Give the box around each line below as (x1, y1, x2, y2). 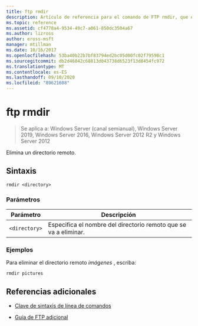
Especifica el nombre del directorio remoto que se (48, 221, 187, 229)
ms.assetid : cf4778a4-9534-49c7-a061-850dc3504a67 (6, 25, 133, 31)
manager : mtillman (6, 42, 51, 48)
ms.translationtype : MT (6, 63, 65, 70)
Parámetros (6, 195, 40, 204)
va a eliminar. (48, 228, 85, 236)
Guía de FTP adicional (14, 314, 68, 321)
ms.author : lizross (6, 31, 54, 37)
